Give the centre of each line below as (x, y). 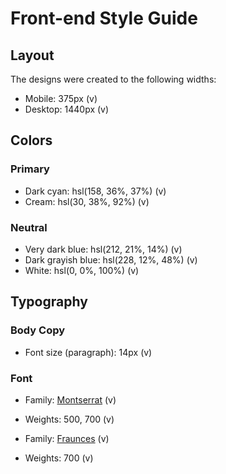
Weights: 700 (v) (59, 458)
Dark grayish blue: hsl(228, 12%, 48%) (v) (111, 259)
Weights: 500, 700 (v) (69, 419)
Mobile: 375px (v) (61, 98)
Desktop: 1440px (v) (67, 109)
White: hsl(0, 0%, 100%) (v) (82, 270)
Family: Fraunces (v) (67, 438)
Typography (49, 302)
